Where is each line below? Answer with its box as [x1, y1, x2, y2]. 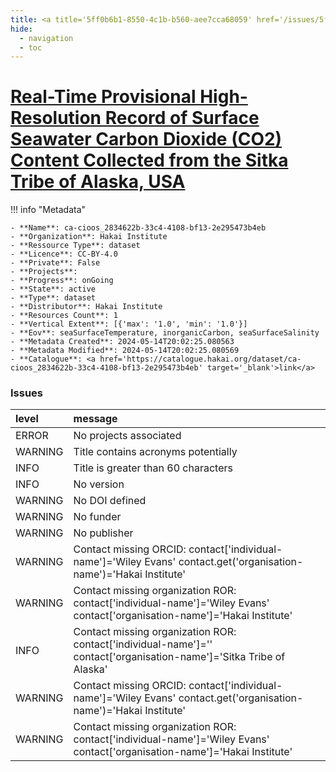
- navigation [19, 33, 74, 43]
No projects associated [73, 429, 182, 443]
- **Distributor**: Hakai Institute [10, 302, 163, 312]
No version [73, 477, 125, 491]
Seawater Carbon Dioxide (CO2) [10, 128, 283, 151]
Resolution [10, 107, 102, 130]
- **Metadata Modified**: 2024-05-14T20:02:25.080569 [10, 346, 240, 356]
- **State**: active [10, 284, 97, 295]
